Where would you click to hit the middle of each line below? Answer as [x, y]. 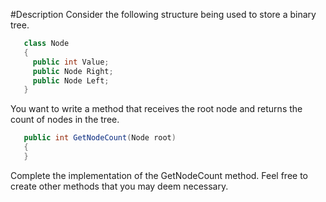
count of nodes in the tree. [65, 120]
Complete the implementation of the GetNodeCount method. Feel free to [159, 175]
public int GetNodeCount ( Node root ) [100, 138]
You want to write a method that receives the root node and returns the [156, 109]
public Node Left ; [71, 80]
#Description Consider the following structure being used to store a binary [163, 14]
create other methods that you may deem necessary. [119, 186]
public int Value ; [71, 62]
